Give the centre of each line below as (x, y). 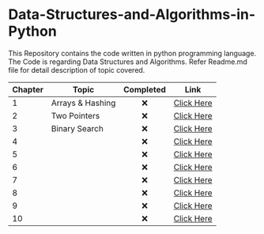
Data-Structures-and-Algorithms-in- (132, 15)
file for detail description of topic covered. (77, 70)
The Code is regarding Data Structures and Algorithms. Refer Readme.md (128, 62)
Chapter (28, 89)
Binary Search (77, 128)
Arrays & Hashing (83, 103)
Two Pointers (75, 115)
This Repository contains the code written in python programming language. (132, 53)
